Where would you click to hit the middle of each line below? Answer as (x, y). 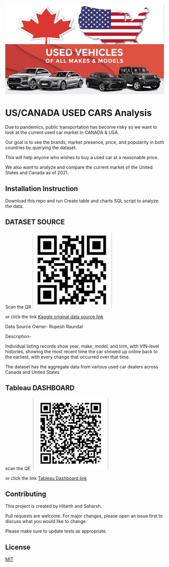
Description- (18, 336)
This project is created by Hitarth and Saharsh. (54, 506)
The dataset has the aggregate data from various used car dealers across (82, 366)
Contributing (26, 494)
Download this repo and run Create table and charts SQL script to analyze (82, 201)
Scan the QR (18, 307)
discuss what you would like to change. (46, 521)
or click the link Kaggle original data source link (54, 317)
